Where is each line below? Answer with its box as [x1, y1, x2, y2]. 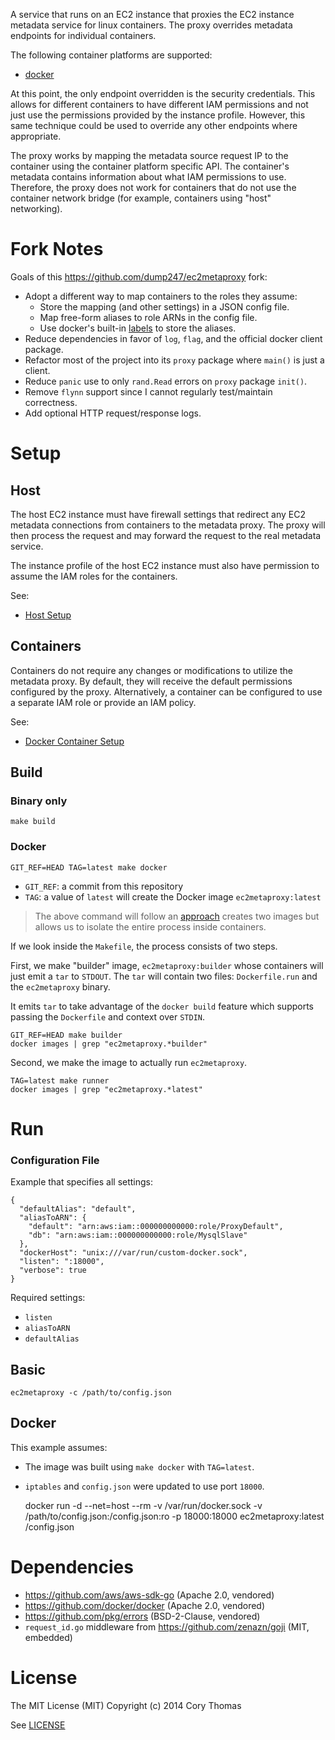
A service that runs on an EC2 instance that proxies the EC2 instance [10, 9, 295, 20]
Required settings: [10, 1292, 86, 1304]
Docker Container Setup [24, 735, 125, 747]
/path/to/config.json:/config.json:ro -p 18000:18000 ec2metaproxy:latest [24, 1510, 325, 1522]
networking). [10, 203, 63, 214]
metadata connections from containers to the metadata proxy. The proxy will [10, 519, 326, 531]
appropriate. [10, 130, 62, 142]
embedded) [24, 1631, 73, 1643]
